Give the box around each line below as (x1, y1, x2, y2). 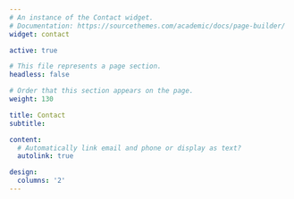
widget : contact (9, 29, 70, 38)
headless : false (9, 70, 70, 79)
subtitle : (9, 119, 46, 128)
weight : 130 (9, 95, 54, 104)
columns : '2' (17, 176, 66, 186)
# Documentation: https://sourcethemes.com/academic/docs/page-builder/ (9, 21, 286, 30)
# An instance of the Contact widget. (9, 12, 154, 22)
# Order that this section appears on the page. (9, 87, 194, 95)
